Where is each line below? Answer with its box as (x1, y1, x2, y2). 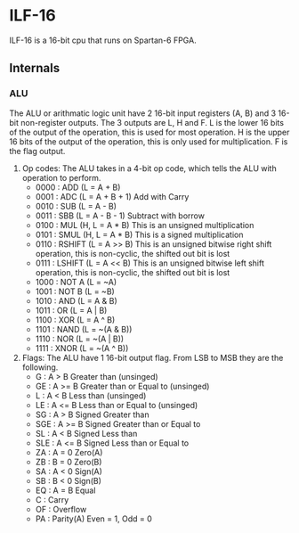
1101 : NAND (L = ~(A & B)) (35, 324, 133, 334)
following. (21, 362, 59, 373)
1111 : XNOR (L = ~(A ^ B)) (35, 342, 129, 353)
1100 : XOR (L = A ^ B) (35, 314, 116, 325)
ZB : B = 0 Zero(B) (35, 456, 102, 467)
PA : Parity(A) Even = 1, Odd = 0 (35, 513, 153, 524)
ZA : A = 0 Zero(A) (35, 447, 103, 457)
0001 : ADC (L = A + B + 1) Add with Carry (35, 191, 190, 201)
